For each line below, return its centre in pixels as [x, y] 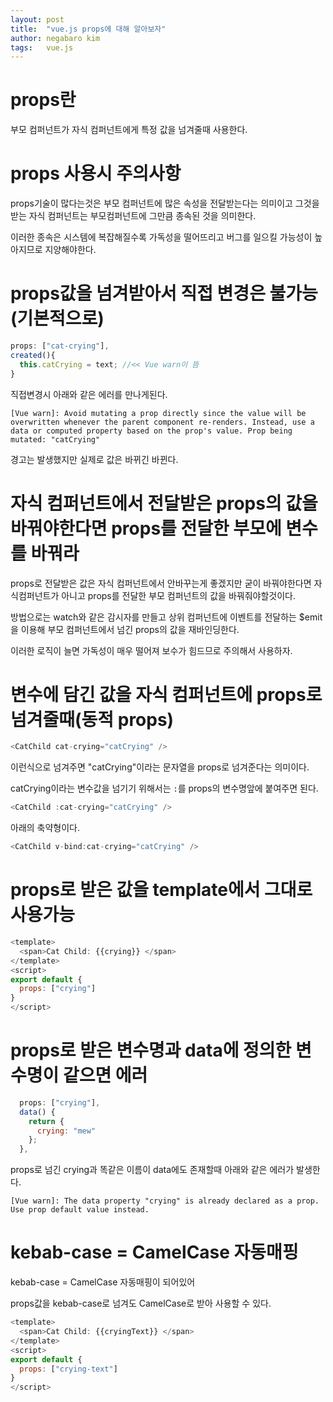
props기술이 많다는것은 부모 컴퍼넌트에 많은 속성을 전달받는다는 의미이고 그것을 [165, 203]
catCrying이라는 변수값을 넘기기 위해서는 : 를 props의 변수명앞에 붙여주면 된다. [164, 788]
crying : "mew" [66, 1131]
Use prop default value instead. [80, 1210]
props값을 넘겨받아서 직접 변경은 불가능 [164, 293]
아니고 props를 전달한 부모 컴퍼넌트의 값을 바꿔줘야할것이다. [178, 595]
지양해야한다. [70, 250]
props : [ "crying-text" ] [68, 1369]
